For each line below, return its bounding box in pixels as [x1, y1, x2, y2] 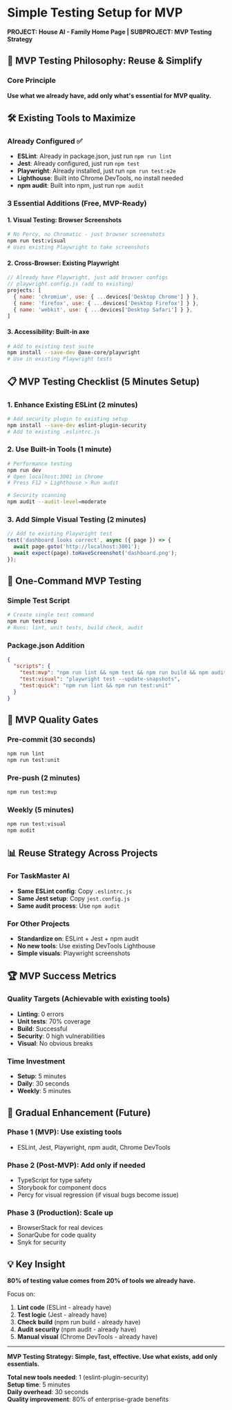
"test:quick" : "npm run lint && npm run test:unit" [19, 682, 171, 689]
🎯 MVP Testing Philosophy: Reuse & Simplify [7, 55, 202, 67]
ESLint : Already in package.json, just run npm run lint [17, 152, 172, 160]
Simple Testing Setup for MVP [7, 5, 183, 21]
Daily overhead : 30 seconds [7, 1388, 89, 1396]
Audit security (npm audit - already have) [17, 1325, 137, 1333]
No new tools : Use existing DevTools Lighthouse [17, 942, 156, 950]
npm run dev [7, 467, 41, 473]
